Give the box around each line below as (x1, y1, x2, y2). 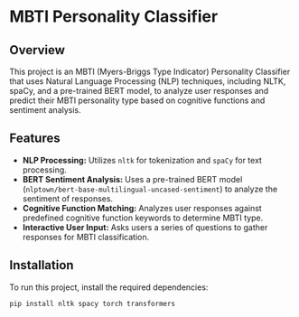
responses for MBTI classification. (22, 231, 150, 242)
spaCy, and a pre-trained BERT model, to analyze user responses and (9, 86, 269, 96)
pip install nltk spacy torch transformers (9, 299, 176, 308)
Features (9, 131, 61, 146)
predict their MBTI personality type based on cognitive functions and (9, 95, 266, 106)
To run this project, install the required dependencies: (9, 282, 209, 293)
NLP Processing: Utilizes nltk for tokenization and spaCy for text (22, 154, 262, 165)
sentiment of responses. (22, 192, 114, 204)
